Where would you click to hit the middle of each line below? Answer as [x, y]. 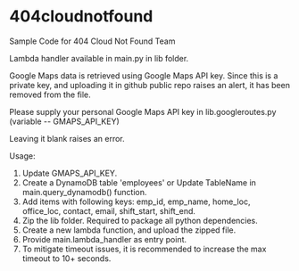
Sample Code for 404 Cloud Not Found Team [92, 41]
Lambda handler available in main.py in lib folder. [99, 58]
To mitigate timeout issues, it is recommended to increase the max [144, 249]
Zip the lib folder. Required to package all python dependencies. [140, 220]
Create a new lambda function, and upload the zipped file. [129, 230]
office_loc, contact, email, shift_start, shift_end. [109, 210]
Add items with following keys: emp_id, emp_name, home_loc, [136, 201]
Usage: [22, 156]
